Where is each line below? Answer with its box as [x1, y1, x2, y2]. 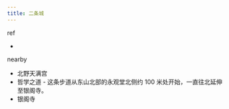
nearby [7, 55, 27, 63]
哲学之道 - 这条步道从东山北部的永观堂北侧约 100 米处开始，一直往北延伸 [16, 78, 223, 86]
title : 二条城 [7, 10, 44, 17]
